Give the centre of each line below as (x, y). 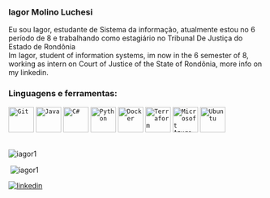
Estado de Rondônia (42, 47)
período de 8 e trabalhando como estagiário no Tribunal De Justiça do (126, 38)
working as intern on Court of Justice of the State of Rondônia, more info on (135, 64)
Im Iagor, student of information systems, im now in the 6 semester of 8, (129, 56)
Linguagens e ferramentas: (63, 94)
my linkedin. (28, 73)
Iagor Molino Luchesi (51, 12)
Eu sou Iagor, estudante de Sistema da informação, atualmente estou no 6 (132, 30)
